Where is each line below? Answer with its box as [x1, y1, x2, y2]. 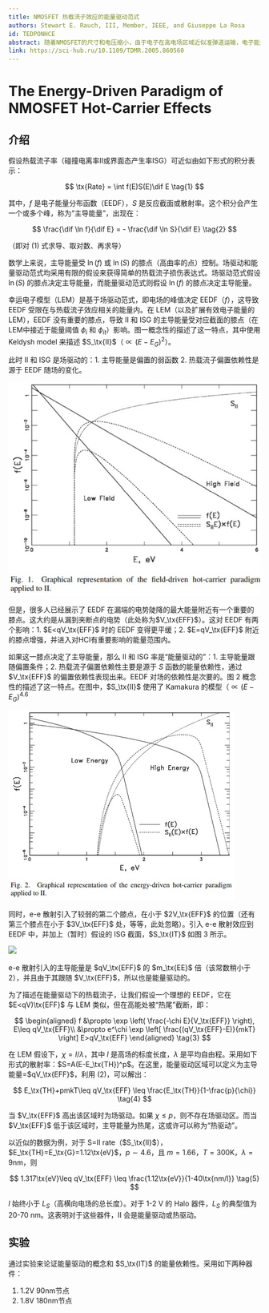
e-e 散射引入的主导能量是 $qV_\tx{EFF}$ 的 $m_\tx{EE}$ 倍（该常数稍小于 [8, 963, 251, 973]
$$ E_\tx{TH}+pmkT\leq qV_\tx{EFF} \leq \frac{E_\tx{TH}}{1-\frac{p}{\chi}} [13, 1085, 256, 1095]
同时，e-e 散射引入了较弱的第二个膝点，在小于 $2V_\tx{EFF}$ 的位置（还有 [8, 909, 255, 919]
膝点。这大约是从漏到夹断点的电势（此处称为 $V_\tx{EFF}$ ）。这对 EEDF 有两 [8, 614, 259, 624]
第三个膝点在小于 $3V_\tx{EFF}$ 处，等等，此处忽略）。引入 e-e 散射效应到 [8, 920, 254, 929]
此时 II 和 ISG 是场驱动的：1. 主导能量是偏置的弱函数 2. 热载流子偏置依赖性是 [8, 355, 259, 364]
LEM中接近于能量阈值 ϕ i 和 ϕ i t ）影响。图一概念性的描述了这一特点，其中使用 [8, 325, 261, 336]
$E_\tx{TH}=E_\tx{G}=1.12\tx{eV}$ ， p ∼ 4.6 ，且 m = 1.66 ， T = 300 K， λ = [8, 1148, 254, 1158]
